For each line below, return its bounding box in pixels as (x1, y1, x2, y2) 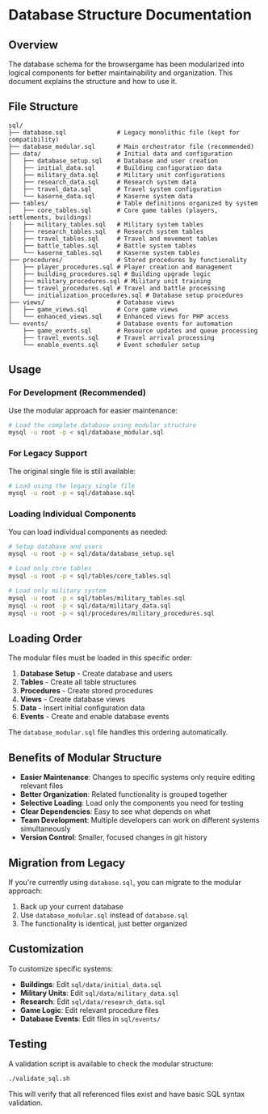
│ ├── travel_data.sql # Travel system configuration (8, 184, 222, 193)
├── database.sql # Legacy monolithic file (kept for (8, 128, 241, 137)
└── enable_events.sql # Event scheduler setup (23, 341, 200, 349)
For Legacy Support (8, 447, 88, 459)
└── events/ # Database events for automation (8, 320, 232, 328)
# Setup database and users (8, 542, 103, 551)
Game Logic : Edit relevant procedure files (19, 1005, 159, 1014)
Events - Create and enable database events (19, 712, 170, 722)
